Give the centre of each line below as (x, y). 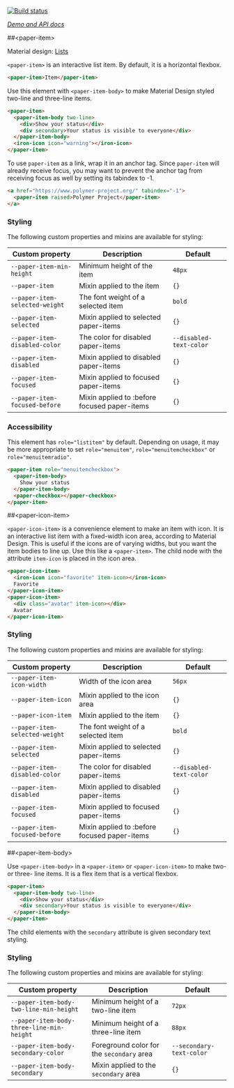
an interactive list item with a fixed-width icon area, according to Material (112, 536)
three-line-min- (38, 1028)
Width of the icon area (115, 681)
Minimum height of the (116, 266)
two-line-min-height (45, 1010)
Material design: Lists (38, 51)
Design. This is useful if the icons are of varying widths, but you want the (112, 544)
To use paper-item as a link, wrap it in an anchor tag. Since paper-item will (113, 163)
